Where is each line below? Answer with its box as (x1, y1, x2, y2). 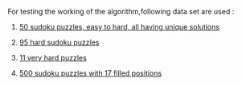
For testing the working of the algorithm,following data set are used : (7, 7, 235, 16)
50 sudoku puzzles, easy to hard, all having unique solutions (18, 22, 220, 31)
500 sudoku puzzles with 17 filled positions (18, 68, 162, 78)
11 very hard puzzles (18, 53, 88, 62)
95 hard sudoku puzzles (18, 37, 100, 47)
